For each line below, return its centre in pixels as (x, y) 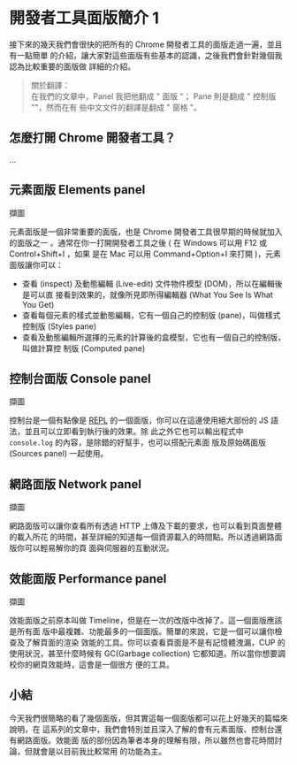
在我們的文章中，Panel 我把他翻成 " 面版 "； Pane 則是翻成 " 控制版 (153, 96)
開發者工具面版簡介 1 (84, 18)
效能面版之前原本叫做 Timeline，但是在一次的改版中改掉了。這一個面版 (138, 620)
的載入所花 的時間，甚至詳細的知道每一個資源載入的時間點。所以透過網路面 (146, 537)
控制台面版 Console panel (80, 378)
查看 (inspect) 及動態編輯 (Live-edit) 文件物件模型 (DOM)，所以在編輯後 (152, 283)
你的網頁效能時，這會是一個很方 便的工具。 (95, 665)
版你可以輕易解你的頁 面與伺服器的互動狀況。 (91, 548)
